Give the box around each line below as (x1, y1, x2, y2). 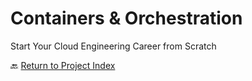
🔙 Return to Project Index (10, 59, 116, 71)
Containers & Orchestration (10, 7, 243, 30)
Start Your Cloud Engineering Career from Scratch (10, 40, 217, 52)
